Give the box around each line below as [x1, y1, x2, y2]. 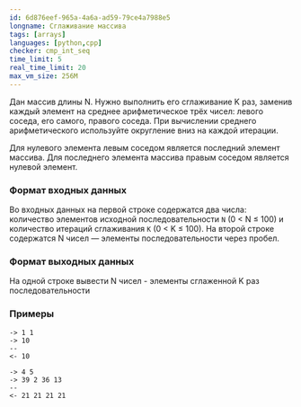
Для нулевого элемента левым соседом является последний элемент [9, 142, 280, 153]
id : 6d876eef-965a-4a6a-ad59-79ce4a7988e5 [9, 13, 171, 22]
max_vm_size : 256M [9, 72, 78, 81]
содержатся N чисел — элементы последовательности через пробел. [9, 233, 280, 243]
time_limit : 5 [9, 55, 63, 64]
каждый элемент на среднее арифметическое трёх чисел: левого [9, 105, 263, 117]
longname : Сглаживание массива [9, 22, 127, 31]
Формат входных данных [9, 183, 128, 196]
